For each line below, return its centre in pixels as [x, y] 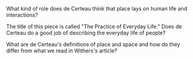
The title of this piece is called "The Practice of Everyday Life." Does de [94, 27]
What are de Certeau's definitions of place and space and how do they [93, 44]
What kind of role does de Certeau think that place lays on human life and [96, 9]
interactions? [22, 15]
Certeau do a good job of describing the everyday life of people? [86, 33]
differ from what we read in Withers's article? [62, 51]
